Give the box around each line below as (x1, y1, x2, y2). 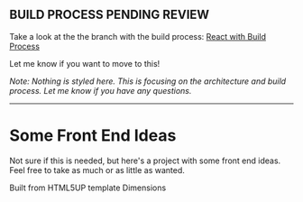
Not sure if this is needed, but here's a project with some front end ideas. (9, 155, 281, 166)
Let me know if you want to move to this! (9, 58, 161, 69)
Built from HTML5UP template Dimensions (9, 182, 167, 193)
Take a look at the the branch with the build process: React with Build (9, 31, 267, 41)
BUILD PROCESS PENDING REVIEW (9, 7, 210, 23)
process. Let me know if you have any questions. (9, 85, 192, 96)
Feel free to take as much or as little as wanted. (9, 164, 185, 175)
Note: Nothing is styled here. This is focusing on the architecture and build (9, 76, 287, 87)
